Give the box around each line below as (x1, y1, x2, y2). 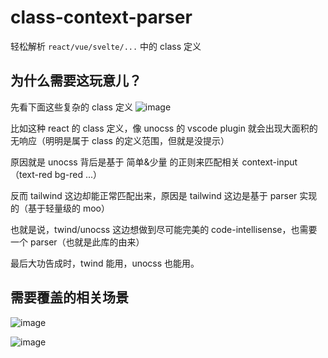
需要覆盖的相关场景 (10, 289, 129, 306)
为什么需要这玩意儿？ (10, 72, 142, 90)
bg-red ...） (54, 168, 103, 180)
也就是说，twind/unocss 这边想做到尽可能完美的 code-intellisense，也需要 (10, 223, 318, 235)
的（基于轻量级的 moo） (10, 202, 110, 214)
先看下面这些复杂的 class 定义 (10, 101, 133, 113)
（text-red (10, 168, 53, 180)
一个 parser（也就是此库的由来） (10, 236, 145, 248)
